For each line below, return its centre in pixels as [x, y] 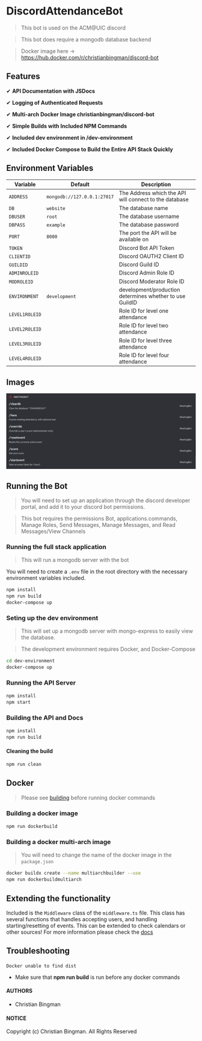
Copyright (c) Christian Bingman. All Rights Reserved [72, 1031]
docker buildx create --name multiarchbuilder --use [74, 873]
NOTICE [17, 1018]
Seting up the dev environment [52, 618]
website [56, 208]
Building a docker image [42, 813]
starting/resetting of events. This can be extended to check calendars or [96, 925]
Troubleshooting [38, 951]
